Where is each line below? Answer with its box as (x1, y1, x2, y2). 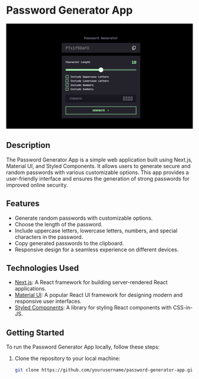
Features (6, 198, 40, 209)
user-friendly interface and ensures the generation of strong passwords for (6, 175, 190, 182)
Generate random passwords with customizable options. (14, 214, 153, 222)
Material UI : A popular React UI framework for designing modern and (14, 292, 183, 299)
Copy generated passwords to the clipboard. (14, 239, 124, 247)
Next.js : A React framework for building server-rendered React (14, 279, 168, 286)
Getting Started (6, 327, 65, 337)
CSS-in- (172, 304, 193, 311)
